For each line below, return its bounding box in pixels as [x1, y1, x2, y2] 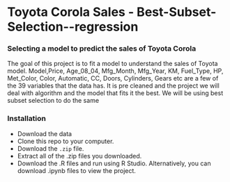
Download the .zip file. [17, 144, 84, 153]
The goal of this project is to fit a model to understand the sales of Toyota [7, 60, 218, 68]
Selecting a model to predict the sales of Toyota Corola [7, 44, 197, 53]
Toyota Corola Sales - [7, 4, 135, 20]
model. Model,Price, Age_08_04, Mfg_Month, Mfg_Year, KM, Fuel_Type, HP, [7, 67, 224, 75]
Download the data [17, 129, 72, 138]
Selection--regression [7, 19, 139, 35]
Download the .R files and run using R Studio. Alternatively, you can [17, 159, 211, 167]
